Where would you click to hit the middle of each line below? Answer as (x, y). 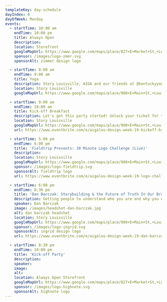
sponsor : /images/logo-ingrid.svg (50, 227)
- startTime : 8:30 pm (32, 245)
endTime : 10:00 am (33, 107)
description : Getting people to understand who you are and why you (86, 199)
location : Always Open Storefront (50, 278)
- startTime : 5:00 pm (32, 139)
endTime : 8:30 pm (32, 190)
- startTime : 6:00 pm (32, 185)
